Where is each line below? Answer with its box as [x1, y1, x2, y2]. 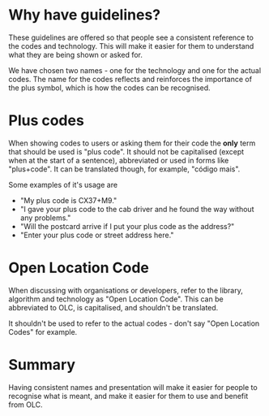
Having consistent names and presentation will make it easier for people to [8, 382, 258, 392]
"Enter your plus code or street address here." [19, 230, 174, 240]
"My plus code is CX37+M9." [19, 195, 117, 205]
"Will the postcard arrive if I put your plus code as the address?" [19, 221, 235, 231]
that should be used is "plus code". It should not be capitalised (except [8, 146, 245, 156]
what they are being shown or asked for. [8, 50, 143, 59]
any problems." [19, 213, 71, 223]
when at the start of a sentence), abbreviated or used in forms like [8, 155, 229, 165]
